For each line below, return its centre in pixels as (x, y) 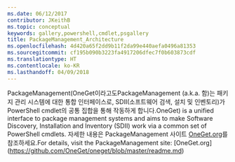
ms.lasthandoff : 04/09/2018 (48, 72)
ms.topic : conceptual (39, 27)
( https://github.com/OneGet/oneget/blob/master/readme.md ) (96, 150)
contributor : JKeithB (39, 20)
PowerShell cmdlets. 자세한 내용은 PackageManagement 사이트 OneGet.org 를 (117, 134)
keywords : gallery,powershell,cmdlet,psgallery (78, 33)
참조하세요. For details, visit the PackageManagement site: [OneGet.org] (110, 142)
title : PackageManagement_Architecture (66, 40)
